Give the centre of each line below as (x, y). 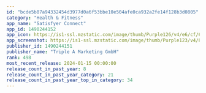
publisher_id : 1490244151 (39, 46)
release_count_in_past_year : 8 (46, 69)
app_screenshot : (27, 40)
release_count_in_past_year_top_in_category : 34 (70, 80)
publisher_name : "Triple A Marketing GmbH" (63, 52)
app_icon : (19, 35)
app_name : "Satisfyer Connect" (46, 23)
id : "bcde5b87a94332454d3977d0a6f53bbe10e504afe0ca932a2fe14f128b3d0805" (103, 12)
